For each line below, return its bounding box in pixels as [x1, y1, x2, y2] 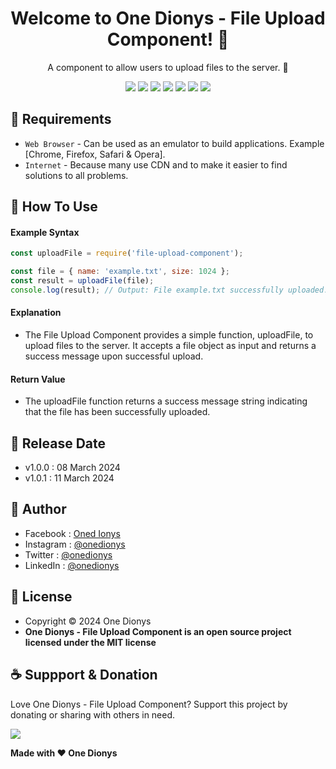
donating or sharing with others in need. [10, 708, 176, 721]
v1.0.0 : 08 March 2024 [24, 462, 121, 474]
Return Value [10, 373, 66, 385]
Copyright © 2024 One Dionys [24, 615, 152, 627]
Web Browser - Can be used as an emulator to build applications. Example [24, 137, 325, 149]
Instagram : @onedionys [24, 538, 126, 550]
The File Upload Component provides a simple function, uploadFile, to [24, 329, 314, 341]
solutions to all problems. [24, 169, 129, 181]
